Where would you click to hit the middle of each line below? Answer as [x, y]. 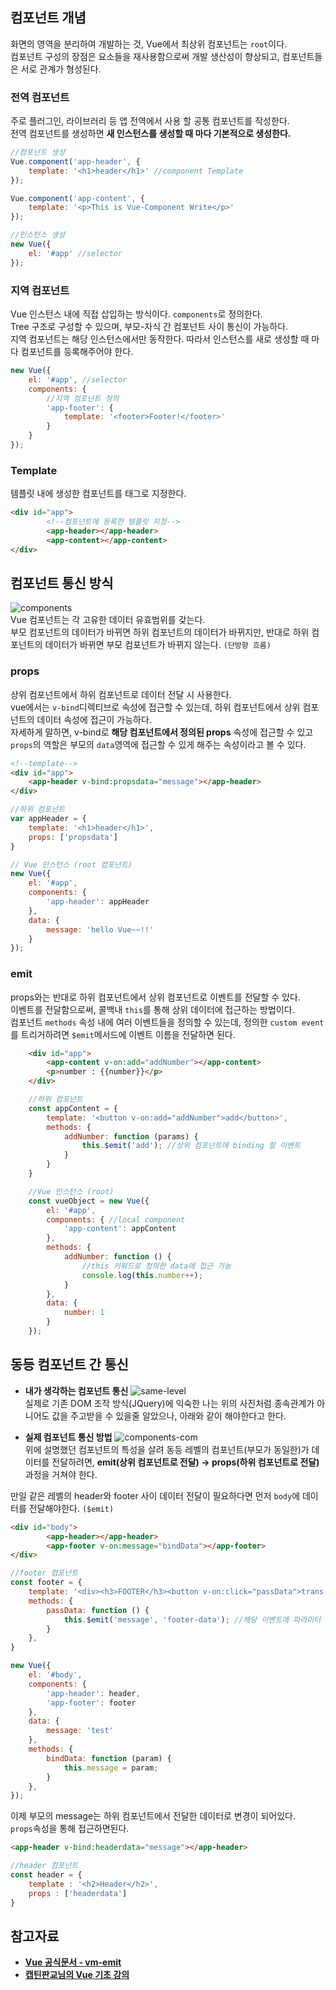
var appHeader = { [48, 819]
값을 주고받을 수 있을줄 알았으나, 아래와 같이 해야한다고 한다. [169, 1415]
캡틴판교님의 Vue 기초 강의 [77, 1975]
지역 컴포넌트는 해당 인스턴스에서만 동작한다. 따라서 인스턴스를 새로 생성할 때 [160, 339]
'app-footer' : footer [91, 1703]
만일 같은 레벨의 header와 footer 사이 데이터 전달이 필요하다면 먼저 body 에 [155, 1495]
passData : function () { [98, 1610]
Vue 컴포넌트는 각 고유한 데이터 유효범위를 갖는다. [108, 620]
